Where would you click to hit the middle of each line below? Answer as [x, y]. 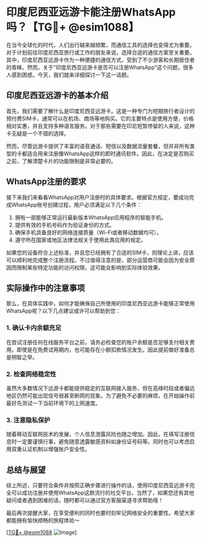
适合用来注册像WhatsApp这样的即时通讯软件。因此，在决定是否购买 [110, 154]
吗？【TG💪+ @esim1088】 [73, 27]
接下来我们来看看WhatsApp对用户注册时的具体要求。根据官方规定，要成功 [98, 197]
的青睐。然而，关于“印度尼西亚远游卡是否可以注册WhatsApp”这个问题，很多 [100, 67]
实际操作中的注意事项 [45, 288]
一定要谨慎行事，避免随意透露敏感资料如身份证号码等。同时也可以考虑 [103, 442]
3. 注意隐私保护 [28, 420]
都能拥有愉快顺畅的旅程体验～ [43, 520]
